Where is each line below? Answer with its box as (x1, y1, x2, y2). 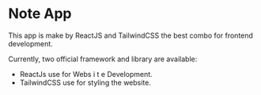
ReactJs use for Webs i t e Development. (19, 69, 153, 79)
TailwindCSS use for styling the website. (19, 78, 152, 87)
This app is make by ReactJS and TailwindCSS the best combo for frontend (8, 31, 253, 40)
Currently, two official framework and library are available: (8, 54, 198, 64)
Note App (8, 5, 73, 23)
